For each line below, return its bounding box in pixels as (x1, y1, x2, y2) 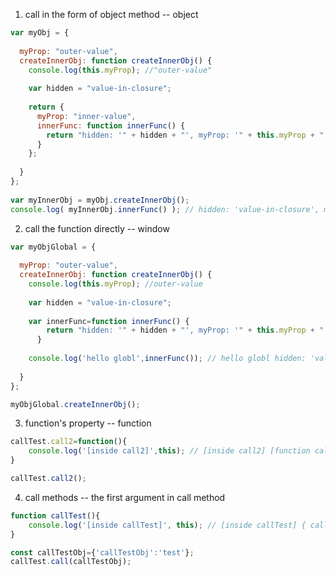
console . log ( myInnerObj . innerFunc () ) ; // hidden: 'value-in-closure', (10, 204, 320, 214)
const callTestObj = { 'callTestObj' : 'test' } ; (10, 547, 195, 558)
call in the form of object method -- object (24, 9, 199, 20)
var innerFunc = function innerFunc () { (28, 316, 190, 326)
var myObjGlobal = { (10, 242, 97, 252)
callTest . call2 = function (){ (10, 437, 128, 447)
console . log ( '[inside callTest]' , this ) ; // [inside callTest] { (28, 520, 307, 530)
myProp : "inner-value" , (36, 111, 137, 121)
